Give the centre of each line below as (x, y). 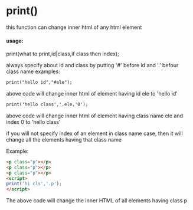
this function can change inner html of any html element (74, 27)
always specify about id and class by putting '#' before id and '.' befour (92, 65)
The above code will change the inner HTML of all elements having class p (97, 201)
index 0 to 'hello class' (33, 122)
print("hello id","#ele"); (39, 83)
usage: (15, 41)
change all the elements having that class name (64, 139)
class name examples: (33, 71)
